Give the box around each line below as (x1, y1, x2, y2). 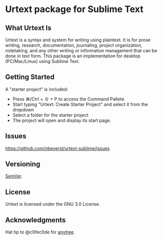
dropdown (12, 107, 34, 113)
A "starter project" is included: (5, 86, 68, 92)
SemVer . (5, 173, 23, 179)
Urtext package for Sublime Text (5, 4, 143, 15)
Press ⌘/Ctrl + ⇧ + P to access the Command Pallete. (12, 96, 126, 102)
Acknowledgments (5, 215, 66, 224)
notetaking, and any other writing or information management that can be (5, 48, 157, 53)
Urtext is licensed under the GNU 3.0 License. (5, 201, 101, 207)
